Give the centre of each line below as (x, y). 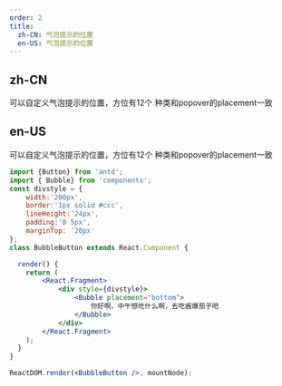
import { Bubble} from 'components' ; (81, 180)
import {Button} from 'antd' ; (67, 172)
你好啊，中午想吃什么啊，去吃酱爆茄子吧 (155, 306)
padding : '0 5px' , (58, 223)
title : (22, 26)
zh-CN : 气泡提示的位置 (55, 34)
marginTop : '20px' (60, 231)
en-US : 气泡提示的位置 (55, 43)
